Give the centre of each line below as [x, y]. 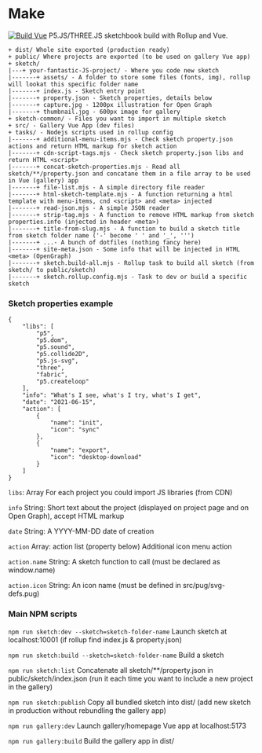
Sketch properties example [61, 303]
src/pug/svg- [204, 586]
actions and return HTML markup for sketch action [93, 146]
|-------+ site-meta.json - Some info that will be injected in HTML [124, 249]
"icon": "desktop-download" [96, 457]
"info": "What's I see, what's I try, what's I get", [112, 395]
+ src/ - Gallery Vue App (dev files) [71, 125]
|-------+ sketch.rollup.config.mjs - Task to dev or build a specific [127, 277]
